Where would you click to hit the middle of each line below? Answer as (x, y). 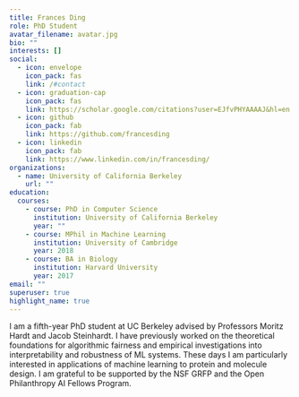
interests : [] (36, 51)
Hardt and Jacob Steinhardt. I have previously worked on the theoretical (142, 336)
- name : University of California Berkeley (99, 176)
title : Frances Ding (48, 17)
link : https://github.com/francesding (98, 134)
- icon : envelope (50, 68)
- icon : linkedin (50, 142)
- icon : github (46, 117)
